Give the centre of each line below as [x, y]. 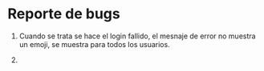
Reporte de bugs [64, 14]
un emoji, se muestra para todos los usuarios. [94, 44]
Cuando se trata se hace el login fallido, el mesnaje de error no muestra [137, 36]
